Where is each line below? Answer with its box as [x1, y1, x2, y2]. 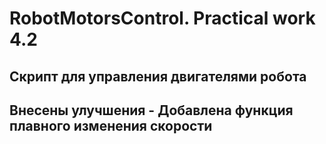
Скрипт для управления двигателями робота [9, 68, 307, 85]
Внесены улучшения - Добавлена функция [9, 102, 294, 119]
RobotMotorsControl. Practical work [9, 7, 316, 30]
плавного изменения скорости [9, 117, 213, 134]
